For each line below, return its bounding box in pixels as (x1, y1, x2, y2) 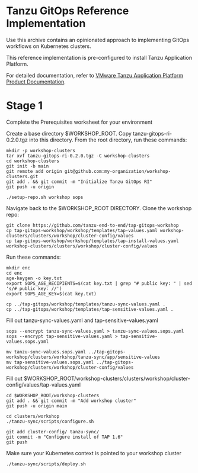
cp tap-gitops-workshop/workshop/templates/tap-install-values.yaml (6, 238, 179, 244)
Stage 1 (6, 99, 43, 112)
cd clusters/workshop (6, 413, 60, 419)
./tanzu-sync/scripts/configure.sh (6, 419, 94, 424)
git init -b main (6, 163, 49, 169)
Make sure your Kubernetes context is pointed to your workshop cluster (6, 449, 182, 456)
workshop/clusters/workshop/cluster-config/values (6, 364, 134, 371)
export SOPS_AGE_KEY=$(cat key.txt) (6, 291, 97, 297)
